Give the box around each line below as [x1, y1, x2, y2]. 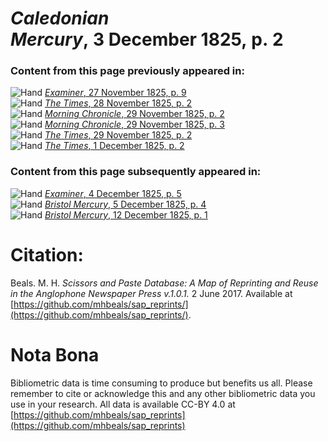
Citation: [10, 243, 84, 266]
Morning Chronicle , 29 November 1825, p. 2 [44, 108, 225, 120]
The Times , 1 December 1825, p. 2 [44, 140, 185, 152]
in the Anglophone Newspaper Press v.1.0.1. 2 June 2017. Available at [10, 287, 293, 299]
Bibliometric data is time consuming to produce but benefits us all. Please [10, 377, 313, 389]
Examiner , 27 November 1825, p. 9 [44, 87, 187, 99]
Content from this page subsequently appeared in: [10, 165, 262, 179]
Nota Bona [10, 343, 100, 366]
